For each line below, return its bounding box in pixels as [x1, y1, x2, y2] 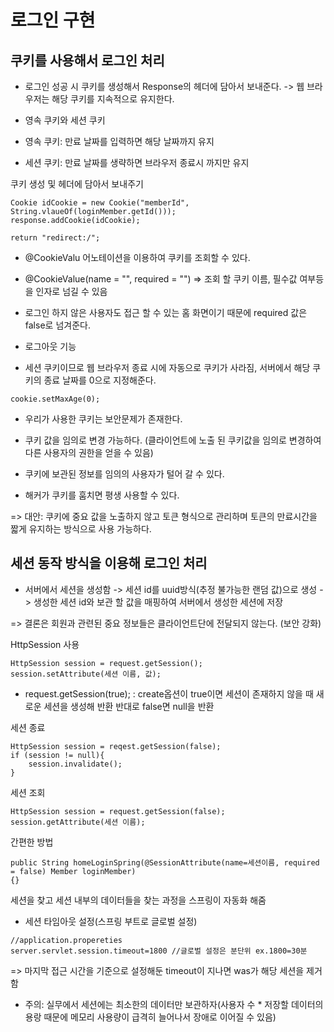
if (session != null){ [10, 750, 105, 760]
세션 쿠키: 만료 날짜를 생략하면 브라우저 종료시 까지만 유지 [24, 157, 250, 168]
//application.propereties [10, 935, 123, 945]
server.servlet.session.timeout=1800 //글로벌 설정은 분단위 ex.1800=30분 [10, 946, 308, 956]
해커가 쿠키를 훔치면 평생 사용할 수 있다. [24, 489, 180, 501]
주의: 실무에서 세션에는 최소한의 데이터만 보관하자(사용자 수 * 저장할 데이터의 [24, 998, 324, 1010]
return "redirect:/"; [10, 233, 101, 243]
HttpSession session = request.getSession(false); [10, 806, 226, 816]
